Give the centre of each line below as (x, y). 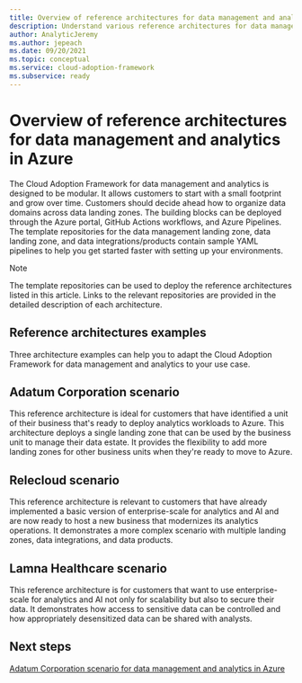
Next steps (40, 647)
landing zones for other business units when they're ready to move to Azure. (151, 452)
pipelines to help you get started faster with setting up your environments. (146, 250)
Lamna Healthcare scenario (89, 568)
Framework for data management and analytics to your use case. (130, 364)
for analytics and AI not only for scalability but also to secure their (153, 599)
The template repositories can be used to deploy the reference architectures (151, 285)
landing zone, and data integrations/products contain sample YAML (134, 241)
